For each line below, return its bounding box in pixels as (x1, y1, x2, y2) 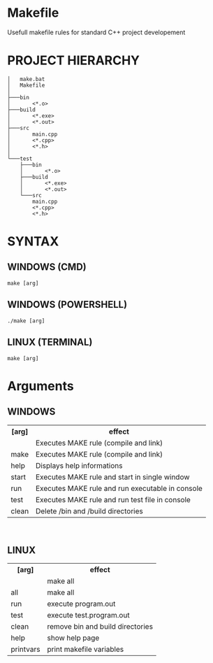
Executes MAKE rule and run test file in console (35, 494, 191, 504)
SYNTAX (7, 234, 59, 250)
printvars (10, 645, 41, 655)
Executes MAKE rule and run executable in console (35, 483, 203, 493)
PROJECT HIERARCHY (7, 52, 140, 69)
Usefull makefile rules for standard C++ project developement (7, 28, 186, 36)
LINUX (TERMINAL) (7, 336, 93, 348)
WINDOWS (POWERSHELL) (7, 299, 128, 311)
